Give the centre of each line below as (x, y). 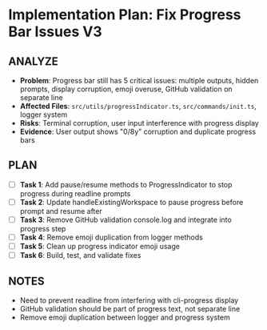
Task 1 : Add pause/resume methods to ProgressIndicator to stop (126, 184)
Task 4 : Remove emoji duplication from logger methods (112, 237)
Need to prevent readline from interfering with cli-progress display (129, 300)
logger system (44, 115)
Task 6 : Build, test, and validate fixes (80, 256)
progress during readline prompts (75, 193)
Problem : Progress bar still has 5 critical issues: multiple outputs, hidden (139, 80)
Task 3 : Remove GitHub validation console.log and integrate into (126, 219)
